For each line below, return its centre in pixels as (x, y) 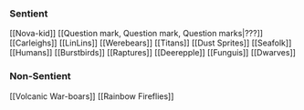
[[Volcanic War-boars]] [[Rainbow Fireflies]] (92, 96)
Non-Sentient (40, 76)
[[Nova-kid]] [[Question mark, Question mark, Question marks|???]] (136, 34)
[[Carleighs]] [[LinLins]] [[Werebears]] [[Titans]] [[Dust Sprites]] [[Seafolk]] (151, 43)
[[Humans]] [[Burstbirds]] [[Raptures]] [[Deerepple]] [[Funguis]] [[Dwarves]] (153, 53)
